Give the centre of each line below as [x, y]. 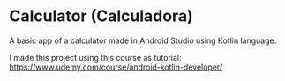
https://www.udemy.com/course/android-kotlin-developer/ [116, 67]
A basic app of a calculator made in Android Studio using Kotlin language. [143, 40]
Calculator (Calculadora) [101, 16]
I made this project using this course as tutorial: [95, 57]
